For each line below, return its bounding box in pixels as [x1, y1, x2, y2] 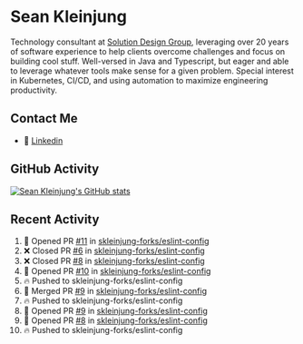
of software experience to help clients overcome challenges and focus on [10, 45, 286, 56]
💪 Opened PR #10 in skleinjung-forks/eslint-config [23, 266, 211, 277]
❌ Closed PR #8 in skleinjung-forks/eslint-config [23, 256, 205, 267]
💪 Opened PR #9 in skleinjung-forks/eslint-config [23, 306, 208, 317]
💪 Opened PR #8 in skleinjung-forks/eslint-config [23, 315, 208, 326]
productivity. [10, 84, 58, 95]
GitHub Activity [10, 162, 100, 177]
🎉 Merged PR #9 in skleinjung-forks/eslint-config [23, 286, 208, 297]
